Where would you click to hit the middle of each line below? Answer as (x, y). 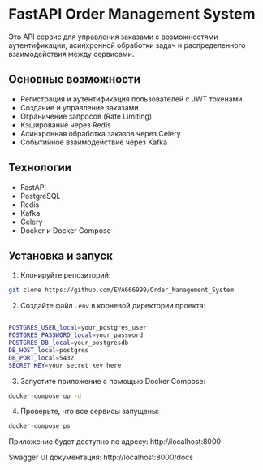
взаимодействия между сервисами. (71, 54)
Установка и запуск (61, 255)
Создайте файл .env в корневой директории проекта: (113, 306)
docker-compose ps (39, 426)
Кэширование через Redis (65, 125)
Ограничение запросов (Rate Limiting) (86, 116)
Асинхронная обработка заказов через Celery (100, 133)
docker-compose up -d (45, 396)
